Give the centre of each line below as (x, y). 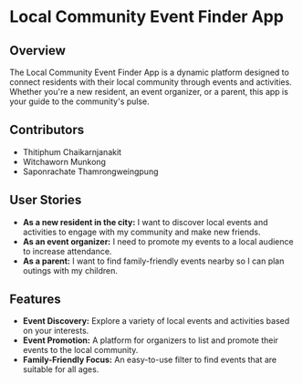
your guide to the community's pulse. (80, 101)
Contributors (47, 130)
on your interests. (56, 331)
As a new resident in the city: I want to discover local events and (145, 222)
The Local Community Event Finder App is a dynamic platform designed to (149, 72)
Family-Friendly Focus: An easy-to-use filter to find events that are (150, 360)
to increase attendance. (67, 251)
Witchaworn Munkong (64, 161)
